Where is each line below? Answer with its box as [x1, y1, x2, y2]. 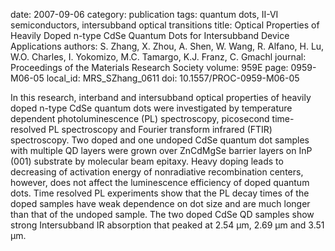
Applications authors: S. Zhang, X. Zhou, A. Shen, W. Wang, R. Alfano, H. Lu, [10, 40, 325, 52]
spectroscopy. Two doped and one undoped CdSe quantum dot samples [10, 134, 310, 146]
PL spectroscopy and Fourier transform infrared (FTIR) [48, 124, 273, 135]
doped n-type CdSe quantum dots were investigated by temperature [10, 102, 293, 114]
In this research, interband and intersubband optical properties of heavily [10, 92, 312, 103]
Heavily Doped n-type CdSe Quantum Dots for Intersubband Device [10, 30, 290, 41]
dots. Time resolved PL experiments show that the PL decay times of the [10, 187, 310, 199]
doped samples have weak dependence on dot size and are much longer [10, 198, 311, 209]
